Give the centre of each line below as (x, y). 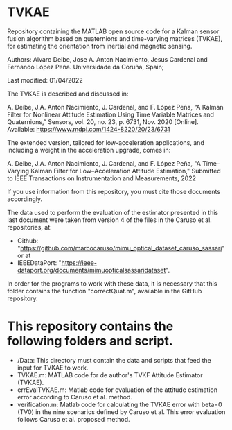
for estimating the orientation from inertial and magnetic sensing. (100, 46)
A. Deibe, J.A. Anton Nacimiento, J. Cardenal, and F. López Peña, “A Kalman (115, 107)
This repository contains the (90, 326)
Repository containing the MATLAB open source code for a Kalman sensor (113, 31)
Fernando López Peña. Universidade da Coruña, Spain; (86, 67)
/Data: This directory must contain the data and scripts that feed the (114, 360)
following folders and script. (90, 341)
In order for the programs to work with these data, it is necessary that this (112, 283)
